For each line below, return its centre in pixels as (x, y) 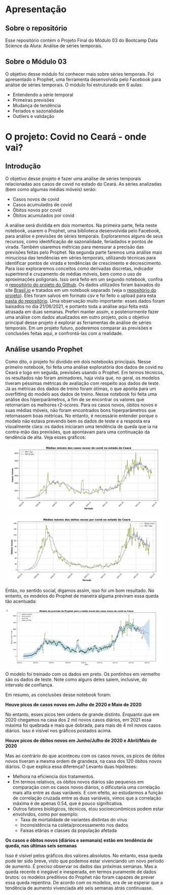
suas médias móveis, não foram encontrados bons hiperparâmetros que (81, 410)
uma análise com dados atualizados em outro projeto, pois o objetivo (77, 317)
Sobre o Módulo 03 (36, 62)
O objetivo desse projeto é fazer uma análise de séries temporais (73, 178)
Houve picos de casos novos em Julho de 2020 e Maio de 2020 (74, 705)
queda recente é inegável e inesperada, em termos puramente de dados (81, 872)
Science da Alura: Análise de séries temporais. (54, 46)
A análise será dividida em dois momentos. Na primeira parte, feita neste (81, 225)
